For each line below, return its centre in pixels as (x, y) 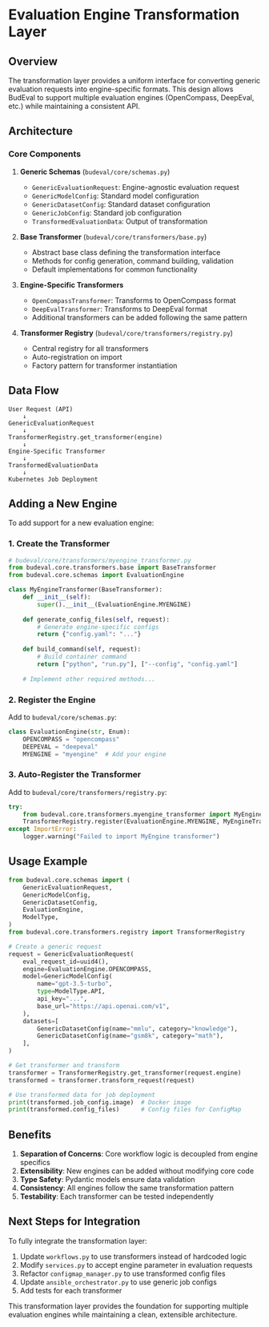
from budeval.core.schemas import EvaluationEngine (96, 575)
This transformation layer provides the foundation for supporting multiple (128, 1306)
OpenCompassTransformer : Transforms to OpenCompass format (134, 300)
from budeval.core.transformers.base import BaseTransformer (112, 568)
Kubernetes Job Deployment (53, 479)
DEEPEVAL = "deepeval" (60, 747)
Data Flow (34, 391)
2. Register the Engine (52, 700)
